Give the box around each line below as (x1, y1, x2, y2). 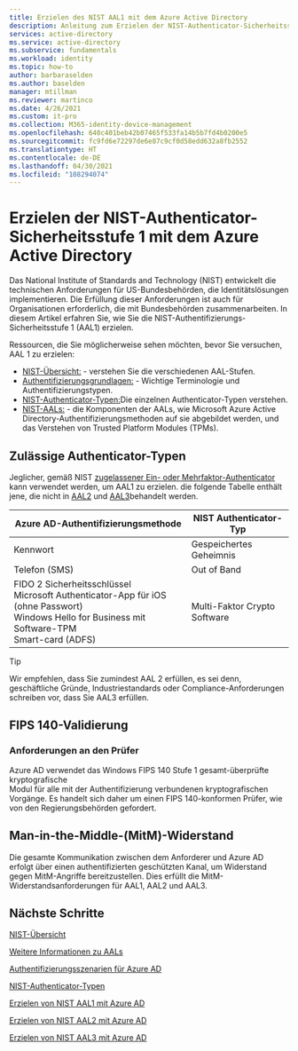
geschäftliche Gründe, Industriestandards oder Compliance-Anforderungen (9, 683, 285, 693)
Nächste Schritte (9, 905, 105, 921)
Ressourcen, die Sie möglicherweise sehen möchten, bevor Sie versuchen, (9, 339, 283, 351)
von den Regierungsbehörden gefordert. (9, 802, 157, 813)
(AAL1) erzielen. (75, 322, 134, 333)
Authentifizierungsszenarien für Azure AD (9, 964, 162, 975)
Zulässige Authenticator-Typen (9, 448, 186, 463)
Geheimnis (191, 549, 237, 561)
